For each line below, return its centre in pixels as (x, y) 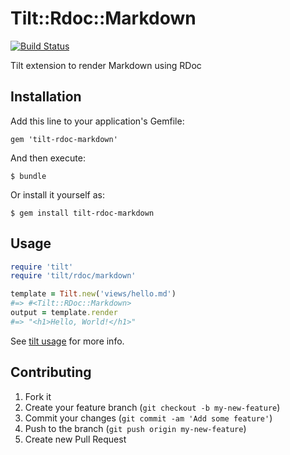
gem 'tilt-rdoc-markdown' (64, 139)
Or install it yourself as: (57, 194)
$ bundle (28, 176)
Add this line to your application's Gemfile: (97, 121)
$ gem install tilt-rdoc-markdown (82, 213)
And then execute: (48, 158)
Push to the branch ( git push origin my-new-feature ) (135, 428)
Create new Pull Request (75, 439)
